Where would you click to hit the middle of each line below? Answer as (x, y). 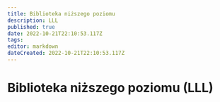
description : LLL (33, 20)
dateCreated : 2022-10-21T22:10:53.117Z (66, 53)
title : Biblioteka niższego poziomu (61, 14)
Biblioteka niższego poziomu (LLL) (110, 88)
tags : (15, 40)
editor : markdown (33, 46)
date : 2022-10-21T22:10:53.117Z (55, 33)
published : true (31, 27)
